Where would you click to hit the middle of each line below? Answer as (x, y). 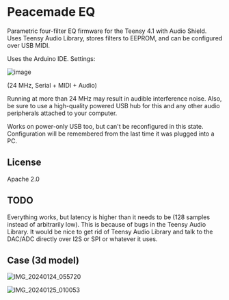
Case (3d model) (43, 260)
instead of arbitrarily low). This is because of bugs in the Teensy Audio (107, 224)
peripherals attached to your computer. (62, 113)
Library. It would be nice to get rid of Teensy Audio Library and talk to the (110, 232)
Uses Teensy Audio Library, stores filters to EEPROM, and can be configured (115, 38)
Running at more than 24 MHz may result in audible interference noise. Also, (114, 98)
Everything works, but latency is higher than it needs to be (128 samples (109, 217)
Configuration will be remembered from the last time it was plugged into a (111, 134)
